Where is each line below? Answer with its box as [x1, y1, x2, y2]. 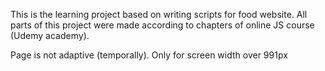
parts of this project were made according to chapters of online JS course [10, 19, 315, 31]
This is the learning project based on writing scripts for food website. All [10, 9, 308, 20]
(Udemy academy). [10, 30, 90, 41]
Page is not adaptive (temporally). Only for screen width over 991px [10, 49, 288, 61]
